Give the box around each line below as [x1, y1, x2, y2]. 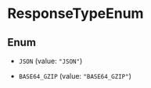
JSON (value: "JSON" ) [18, 56, 83, 65]
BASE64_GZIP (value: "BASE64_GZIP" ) [18, 72, 132, 80]
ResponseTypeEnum [7, 5, 144, 23]
